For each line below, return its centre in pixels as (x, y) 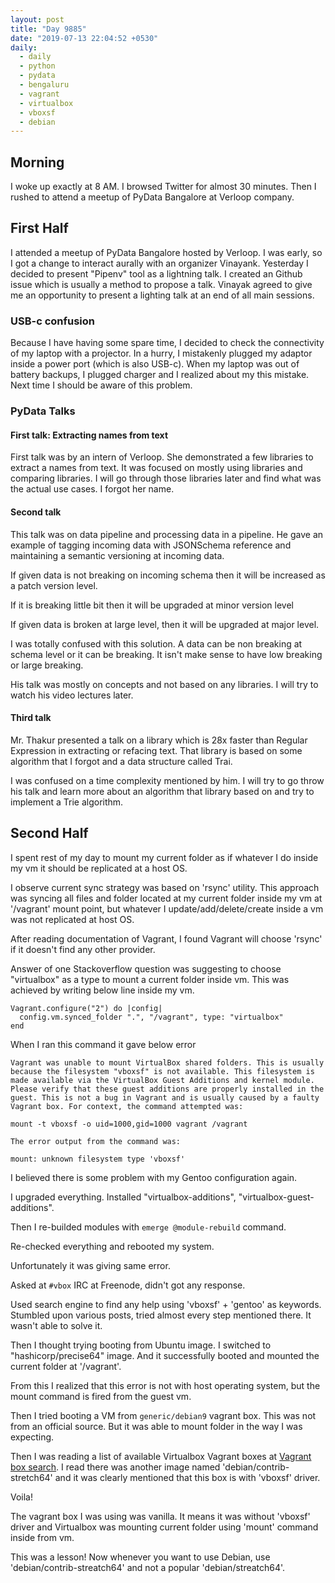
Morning (37, 162)
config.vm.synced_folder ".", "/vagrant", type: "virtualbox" (151, 1017)
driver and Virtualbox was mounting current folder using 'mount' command (164, 1527)
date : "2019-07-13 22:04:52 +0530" (84, 38)
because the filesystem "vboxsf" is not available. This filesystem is (162, 1071)
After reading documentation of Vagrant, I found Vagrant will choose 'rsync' (166, 938)
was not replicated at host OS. (72, 919)
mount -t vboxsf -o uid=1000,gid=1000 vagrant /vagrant (129, 1124)
